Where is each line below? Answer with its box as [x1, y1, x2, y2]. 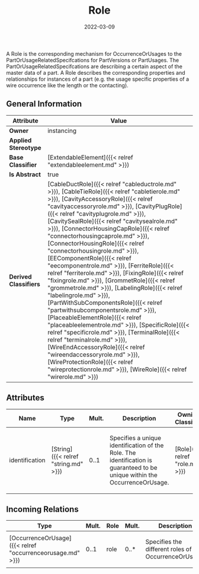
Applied [9, 136, 32, 144]
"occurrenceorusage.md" [9, 549, 81, 557]
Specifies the [145, 538, 182, 546]
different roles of [145, 545, 192, 553]
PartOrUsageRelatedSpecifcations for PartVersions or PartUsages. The [6, 56, 179, 63]
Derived [9, 272, 32, 280]
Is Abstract [9, 170, 41, 178]
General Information [6, 99, 82, 109]
